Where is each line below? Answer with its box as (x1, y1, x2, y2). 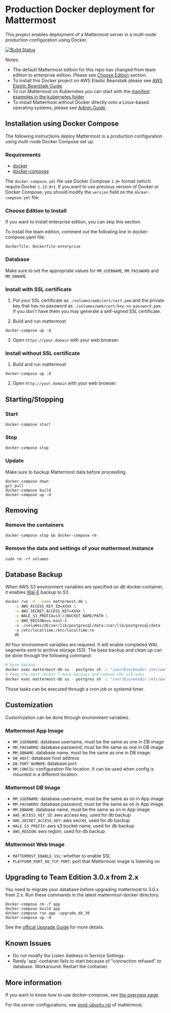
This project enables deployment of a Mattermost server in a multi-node (5, 31, 157, 37)
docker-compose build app (5, 906, 60, 911)
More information (5, 978, 62, 987)
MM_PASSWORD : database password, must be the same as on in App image (12, 801, 164, 807)
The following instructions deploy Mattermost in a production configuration (5, 133, 163, 139)
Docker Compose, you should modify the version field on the (5, 189, 133, 195)
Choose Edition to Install (5, 207, 67, 214)
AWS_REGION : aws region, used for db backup (12, 828, 105, 835)
